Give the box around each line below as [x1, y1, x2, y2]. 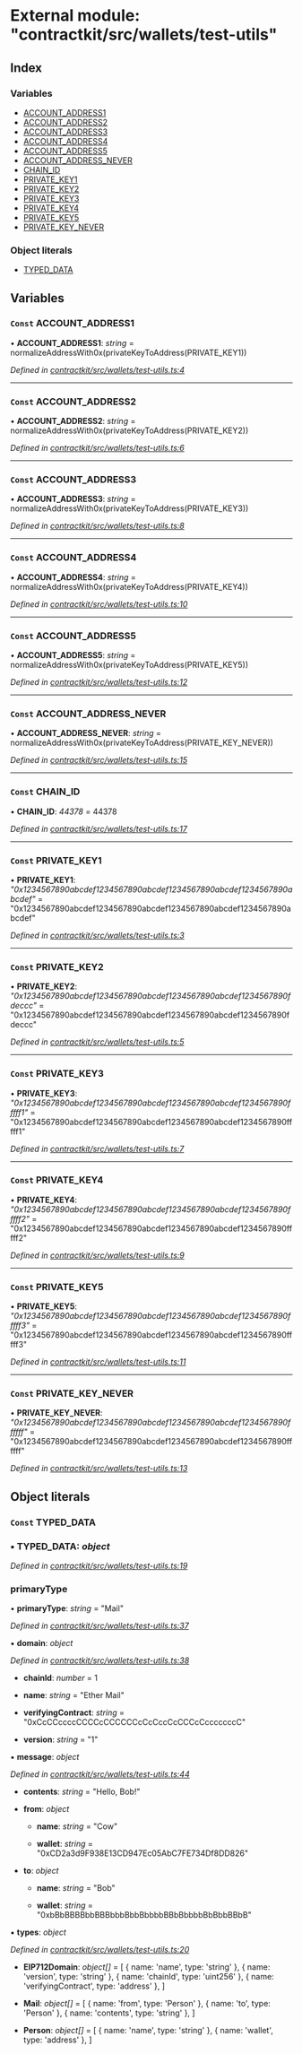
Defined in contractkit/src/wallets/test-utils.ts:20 [10, 1945, 190, 1955]
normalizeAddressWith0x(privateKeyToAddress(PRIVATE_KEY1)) [10, 347, 247, 358]
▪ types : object [10, 1927, 66, 1937]
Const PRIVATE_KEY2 [10, 960, 104, 973]
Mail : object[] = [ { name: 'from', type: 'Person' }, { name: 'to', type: [22, 1998, 272, 2009]
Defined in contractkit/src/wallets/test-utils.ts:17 [10, 823, 187, 834]
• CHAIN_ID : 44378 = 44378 [10, 806, 117, 817]
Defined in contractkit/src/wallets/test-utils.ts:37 [10, 1620, 189, 1632]
